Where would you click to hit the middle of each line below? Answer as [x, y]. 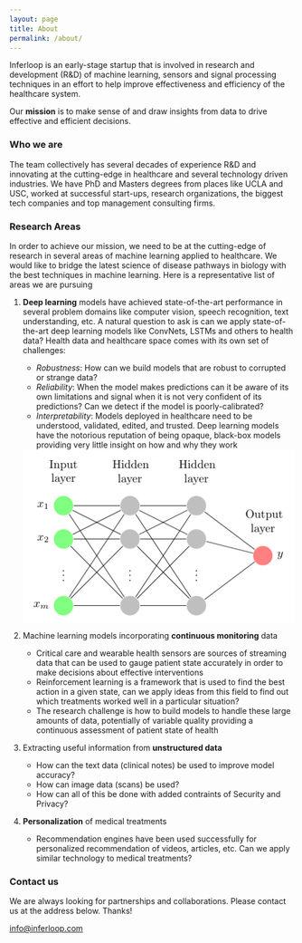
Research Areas [45, 226]
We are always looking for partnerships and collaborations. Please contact [148, 901]
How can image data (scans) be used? [108, 784]
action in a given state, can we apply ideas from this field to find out [162, 691]
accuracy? [55, 775]
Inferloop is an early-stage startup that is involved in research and [132, 65]
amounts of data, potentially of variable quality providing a [144, 720]
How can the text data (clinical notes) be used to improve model [155, 765]
